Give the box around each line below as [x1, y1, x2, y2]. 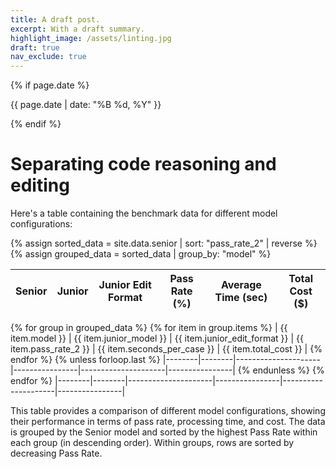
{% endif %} [10, 118, 62, 130]
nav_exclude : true [10, 52, 87, 62]
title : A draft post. [10, 14, 101, 25]
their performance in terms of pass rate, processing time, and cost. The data [10, 416, 326, 428]
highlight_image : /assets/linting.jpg [10, 33, 172, 43]
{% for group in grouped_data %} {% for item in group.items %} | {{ [10, 322, 288, 334]
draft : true [10, 42, 60, 53]
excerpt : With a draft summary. [10, 24, 145, 34]
